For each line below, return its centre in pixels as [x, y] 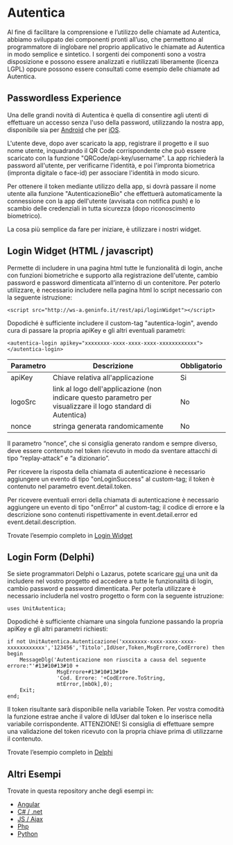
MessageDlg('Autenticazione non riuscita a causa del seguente [113, 660]
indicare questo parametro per [102, 397]
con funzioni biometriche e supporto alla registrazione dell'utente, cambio [113, 275]
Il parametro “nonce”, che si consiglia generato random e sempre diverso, [112, 443]
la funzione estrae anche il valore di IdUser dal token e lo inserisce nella [110, 716]
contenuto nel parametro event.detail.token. [70, 486]
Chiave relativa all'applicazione [103, 377]
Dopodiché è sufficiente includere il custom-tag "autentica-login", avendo [113, 323]
